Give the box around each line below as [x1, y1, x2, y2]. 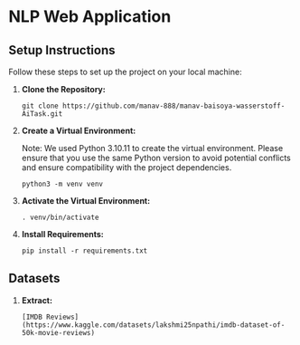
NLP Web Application [8, 6, 172, 27]
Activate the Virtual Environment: [21, 196, 151, 206]
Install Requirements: [21, 229, 105, 239]
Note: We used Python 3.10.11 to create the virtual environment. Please [21, 143, 284, 153]
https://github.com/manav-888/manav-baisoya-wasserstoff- [61, 101, 286, 110]
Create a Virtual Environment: [21, 125, 136, 136]
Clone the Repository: [21, 84, 106, 94]
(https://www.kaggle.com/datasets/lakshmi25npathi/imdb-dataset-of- [21, 320, 286, 330]
